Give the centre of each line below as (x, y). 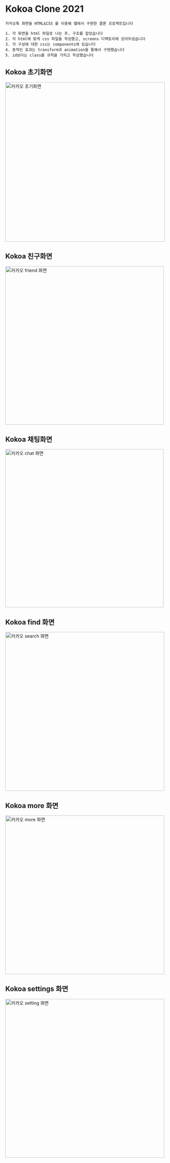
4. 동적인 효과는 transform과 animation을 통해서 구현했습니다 (65, 50)
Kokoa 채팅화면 (29, 439)
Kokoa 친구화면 (29, 256)
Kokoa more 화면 (32, 806)
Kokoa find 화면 (30, 622)
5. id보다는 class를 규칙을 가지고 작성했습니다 (49, 55)
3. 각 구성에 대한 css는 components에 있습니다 (50, 44)
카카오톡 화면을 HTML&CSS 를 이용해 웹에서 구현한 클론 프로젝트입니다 (69, 24)
